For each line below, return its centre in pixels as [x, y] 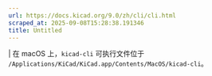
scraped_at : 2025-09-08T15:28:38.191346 [77, 23]
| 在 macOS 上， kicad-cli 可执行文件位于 [77, 54]
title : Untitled [35, 30]
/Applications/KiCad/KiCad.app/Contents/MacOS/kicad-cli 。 [108, 63]
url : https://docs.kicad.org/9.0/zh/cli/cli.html [92, 15]
